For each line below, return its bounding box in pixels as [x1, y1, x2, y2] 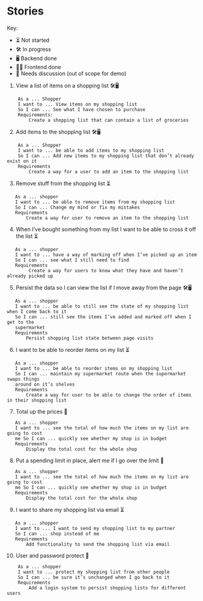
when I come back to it [7, 308, 67, 315]
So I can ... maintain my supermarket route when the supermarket [15, 371, 187, 377]
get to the [7, 319, 35, 325]
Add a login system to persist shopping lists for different [28, 585, 187, 591]
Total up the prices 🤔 [15, 408, 68, 415]
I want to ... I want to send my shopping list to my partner [15, 525, 175, 531]
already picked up [7, 273, 53, 279]
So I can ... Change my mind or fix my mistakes [15, 204, 140, 210]
